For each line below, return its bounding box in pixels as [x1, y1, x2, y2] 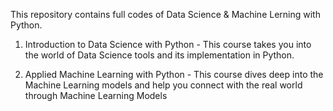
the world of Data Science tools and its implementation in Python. [24, 49, 295, 61]
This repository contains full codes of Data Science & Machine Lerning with [10, 9, 321, 20]
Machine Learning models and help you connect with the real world [24, 79, 303, 91]
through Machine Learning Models [24, 90, 168, 101]
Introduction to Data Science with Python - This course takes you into [24, 39, 312, 50]
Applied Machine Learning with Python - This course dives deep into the [24, 69, 324, 80]
